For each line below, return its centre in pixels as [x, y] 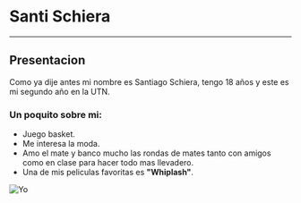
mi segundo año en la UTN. [60, 91]
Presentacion [47, 60]
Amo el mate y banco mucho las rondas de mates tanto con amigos [146, 153]
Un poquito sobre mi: [56, 114]
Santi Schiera [60, 17]
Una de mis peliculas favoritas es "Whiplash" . [108, 173]
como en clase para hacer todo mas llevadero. [108, 163]
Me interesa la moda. [61, 144]
